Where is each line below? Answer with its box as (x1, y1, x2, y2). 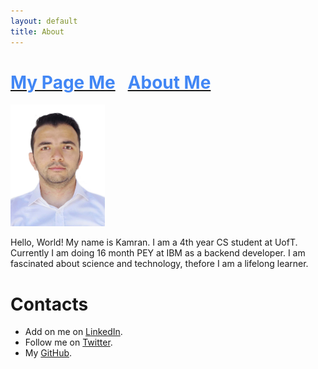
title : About (10, 26, 65, 37)
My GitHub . (24, 347, 73, 359)
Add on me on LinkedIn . (24, 326, 123, 338)
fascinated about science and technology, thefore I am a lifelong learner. (10, 258, 309, 270)
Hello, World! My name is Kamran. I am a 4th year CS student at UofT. (10, 236, 298, 249)
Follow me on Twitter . (24, 336, 113, 349)
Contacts (10, 293, 89, 315)
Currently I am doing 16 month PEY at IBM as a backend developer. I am (10, 247, 306, 259)
